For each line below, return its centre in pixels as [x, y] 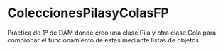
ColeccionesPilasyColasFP [88, 13]
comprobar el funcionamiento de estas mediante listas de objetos [103, 40]
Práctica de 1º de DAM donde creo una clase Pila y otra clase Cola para [112, 33]
